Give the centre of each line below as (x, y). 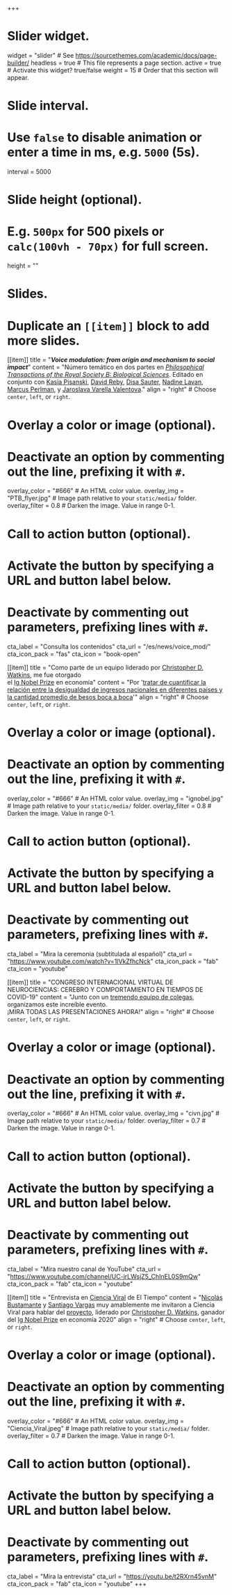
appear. (18, 77)
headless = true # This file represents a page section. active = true (126, 63)
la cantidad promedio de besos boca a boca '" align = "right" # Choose (108, 697)
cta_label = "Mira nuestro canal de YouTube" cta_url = (84, 1269)
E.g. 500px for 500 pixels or (86, 232)
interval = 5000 (29, 172)
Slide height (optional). (75, 200)
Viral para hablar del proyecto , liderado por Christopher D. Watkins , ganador (116, 1312)
